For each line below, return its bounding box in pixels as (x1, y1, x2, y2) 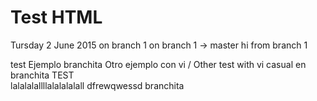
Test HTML (10, 6, 103, 29)
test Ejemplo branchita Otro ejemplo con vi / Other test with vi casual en (10, 58, 307, 70)
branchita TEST (10, 69, 75, 81)
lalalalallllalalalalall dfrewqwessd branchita (10, 79, 185, 91)
